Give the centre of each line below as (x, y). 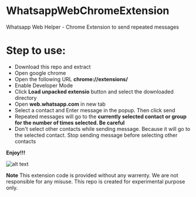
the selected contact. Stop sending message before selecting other (96, 135)
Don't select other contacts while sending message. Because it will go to (102, 129)
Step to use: (36, 51)
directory (26, 98)
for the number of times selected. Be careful (70, 122)
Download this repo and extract (53, 67)
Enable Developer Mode (44, 85)
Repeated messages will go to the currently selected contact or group (100, 116)
